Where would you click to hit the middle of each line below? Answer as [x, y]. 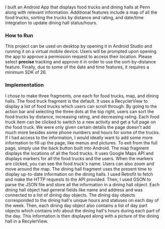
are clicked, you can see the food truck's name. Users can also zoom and [80, 164]
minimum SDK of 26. [26, 72]
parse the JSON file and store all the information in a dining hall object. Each [82, 184]
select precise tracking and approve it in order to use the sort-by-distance [81, 62]
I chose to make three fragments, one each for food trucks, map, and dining [82, 96]
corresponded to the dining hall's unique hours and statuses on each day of [82, 200]
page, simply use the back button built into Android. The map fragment [77, 148]
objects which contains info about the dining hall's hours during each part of [82, 210]
